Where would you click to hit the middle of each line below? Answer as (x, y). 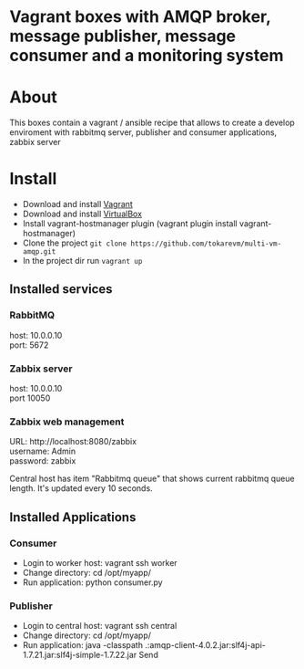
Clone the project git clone (75, 243)
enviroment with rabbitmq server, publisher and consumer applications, (143, 132)
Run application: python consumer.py (92, 582)
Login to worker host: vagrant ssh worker (100, 563)
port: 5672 (29, 345)
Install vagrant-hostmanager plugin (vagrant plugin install (130, 224)
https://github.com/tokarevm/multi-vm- (206, 244)
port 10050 (30, 398)
